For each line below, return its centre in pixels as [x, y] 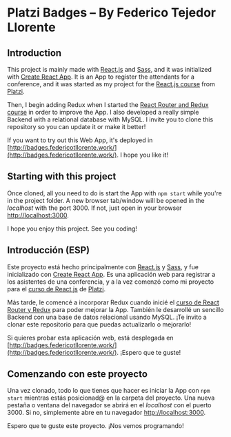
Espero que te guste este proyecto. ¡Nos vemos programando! [96, 426]
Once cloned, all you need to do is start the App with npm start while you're [115, 193]
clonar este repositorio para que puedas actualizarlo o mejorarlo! [99, 324]
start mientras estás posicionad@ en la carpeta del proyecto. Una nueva [111, 398]
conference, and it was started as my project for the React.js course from [111, 84]
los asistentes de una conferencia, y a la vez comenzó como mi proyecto [111, 282]
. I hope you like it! [143, 155]
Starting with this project [62, 176]
